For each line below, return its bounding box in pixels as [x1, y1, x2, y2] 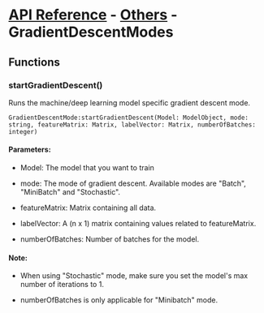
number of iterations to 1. [19, 280, 104, 289]
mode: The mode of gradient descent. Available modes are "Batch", [19, 178, 246, 188]
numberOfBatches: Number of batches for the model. [19, 234, 200, 244]
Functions [8, 55, 61, 69]
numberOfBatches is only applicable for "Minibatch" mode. [19, 295, 218, 305]
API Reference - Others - [8, 6, 178, 24]
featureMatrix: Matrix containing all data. [19, 203, 157, 212]
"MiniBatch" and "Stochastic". [19, 187, 120, 197]
